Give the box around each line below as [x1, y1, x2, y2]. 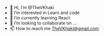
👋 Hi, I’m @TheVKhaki [9, 5, 54, 10]
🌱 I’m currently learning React [9, 15, 70, 20]
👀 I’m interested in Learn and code [9, 10, 80, 16]
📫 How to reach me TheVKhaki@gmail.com [9, 26, 100, 31]
